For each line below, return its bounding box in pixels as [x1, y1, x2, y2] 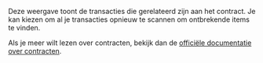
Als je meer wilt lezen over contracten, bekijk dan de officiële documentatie [8, 38, 252, 47]
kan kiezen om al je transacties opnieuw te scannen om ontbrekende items [8, 15, 250, 24]
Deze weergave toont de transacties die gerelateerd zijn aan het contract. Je [8, 7, 256, 16]
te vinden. [8, 23, 41, 32]
